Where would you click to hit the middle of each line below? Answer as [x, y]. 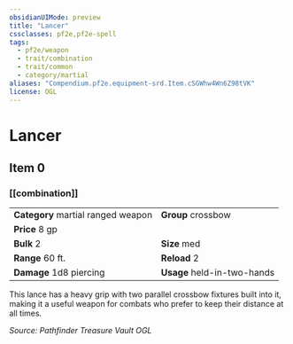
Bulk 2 [27, 244]
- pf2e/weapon [43, 51]
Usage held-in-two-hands [218, 273]
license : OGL [33, 91]
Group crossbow [196, 215]
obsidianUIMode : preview [55, 17]
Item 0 [27, 168]
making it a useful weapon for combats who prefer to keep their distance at [146, 304]
